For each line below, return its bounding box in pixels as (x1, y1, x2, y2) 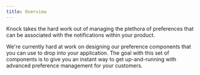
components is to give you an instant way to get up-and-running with (6, 55, 177, 62)
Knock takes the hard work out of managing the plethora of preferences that (6, 25, 194, 32)
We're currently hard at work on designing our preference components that (6, 43, 191, 50)
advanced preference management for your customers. (6, 62, 143, 69)
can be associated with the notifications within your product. (6, 31, 155, 39)
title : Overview (6, 8, 47, 15)
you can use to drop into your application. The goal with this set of (6, 49, 170, 57)
